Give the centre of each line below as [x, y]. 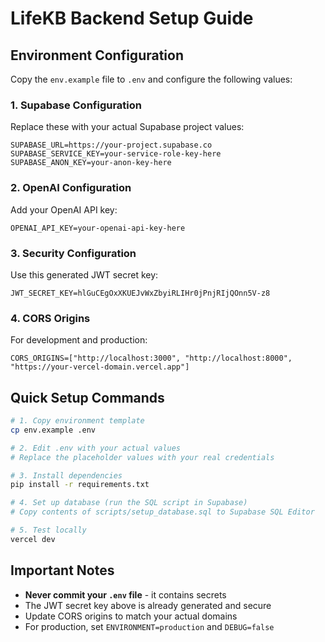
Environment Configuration [97, 55]
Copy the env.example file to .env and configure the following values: [151, 79]
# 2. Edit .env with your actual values [96, 448]
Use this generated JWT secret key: [84, 274]
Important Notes [62, 570]
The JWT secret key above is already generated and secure [148, 605]
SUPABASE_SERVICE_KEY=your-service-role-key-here [116, 154]
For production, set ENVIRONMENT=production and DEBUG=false [149, 626]
